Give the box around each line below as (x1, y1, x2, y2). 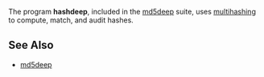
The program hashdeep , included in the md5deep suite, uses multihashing (8, 7, 256, 16)
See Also (8, 38, 54, 52)
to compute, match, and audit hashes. (8, 15, 134, 25)
